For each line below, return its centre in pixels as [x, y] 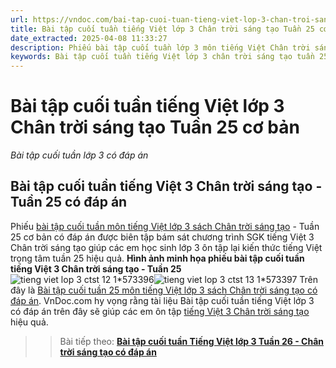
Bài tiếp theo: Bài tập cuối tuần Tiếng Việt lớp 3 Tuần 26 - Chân [192, 341]
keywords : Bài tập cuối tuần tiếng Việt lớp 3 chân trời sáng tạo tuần [162, 57]
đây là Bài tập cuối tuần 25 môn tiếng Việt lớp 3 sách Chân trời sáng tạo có [164, 290]
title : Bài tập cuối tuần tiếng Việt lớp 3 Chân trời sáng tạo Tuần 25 [162, 29]
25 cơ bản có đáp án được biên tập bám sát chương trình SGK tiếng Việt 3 [162, 237]
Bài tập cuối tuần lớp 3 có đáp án [79, 155]
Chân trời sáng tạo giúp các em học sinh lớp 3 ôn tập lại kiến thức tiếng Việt [166, 247]
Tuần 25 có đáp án [69, 202]
